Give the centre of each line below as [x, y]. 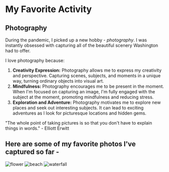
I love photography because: [35, 61]
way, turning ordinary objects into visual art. [58, 81]
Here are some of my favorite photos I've [71, 144]
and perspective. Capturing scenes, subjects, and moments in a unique [87, 76]
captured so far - [32, 152]
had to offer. [18, 51]
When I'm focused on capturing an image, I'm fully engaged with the [84, 92]
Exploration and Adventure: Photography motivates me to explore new [87, 102]
